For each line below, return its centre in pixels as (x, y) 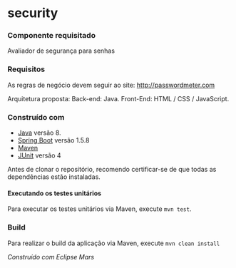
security (33, 13)
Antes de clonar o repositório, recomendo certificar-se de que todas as (112, 170)
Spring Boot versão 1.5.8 (53, 140)
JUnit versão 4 (40, 155)
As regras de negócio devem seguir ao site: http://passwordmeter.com (111, 85)
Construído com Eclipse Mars (51, 257)
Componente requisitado (52, 36)
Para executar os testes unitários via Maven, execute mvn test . (99, 209)
